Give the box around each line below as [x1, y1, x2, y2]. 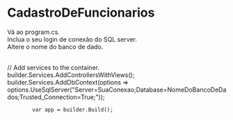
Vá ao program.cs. [7, 28, 61, 36]
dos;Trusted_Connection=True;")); [7, 92, 106, 101]
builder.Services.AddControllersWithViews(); [7, 71, 135, 79]
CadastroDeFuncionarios [7, 5, 155, 21]
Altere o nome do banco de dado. [7, 42, 104, 51]
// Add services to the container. [7, 63, 99, 71]
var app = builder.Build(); [32, 106, 113, 113]
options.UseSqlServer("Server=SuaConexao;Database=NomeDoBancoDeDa [7, 85, 227, 94]
